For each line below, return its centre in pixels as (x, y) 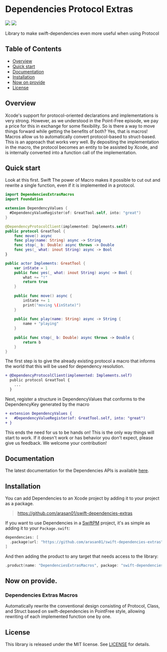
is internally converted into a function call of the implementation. (71, 152)
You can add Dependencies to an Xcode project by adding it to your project (83, 498)
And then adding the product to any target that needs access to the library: (82, 556)
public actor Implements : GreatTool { (45, 263)
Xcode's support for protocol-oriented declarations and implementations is (82, 115)
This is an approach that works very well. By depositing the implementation (82, 142)
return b (32, 342)
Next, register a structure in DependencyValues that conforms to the (75, 399)
